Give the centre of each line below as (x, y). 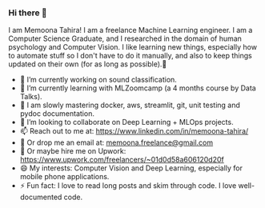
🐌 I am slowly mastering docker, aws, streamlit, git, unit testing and (130, 105)
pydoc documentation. (57, 114)
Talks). (31, 97)
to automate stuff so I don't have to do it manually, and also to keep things (130, 56)
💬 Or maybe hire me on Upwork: (73, 151)
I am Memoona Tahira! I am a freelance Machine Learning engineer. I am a (130, 30)
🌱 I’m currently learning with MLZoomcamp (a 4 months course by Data (138, 88)
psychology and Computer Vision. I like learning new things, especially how (133, 47)
